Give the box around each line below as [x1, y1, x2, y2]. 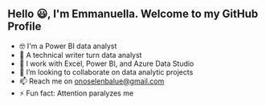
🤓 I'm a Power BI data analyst [18, 41, 117, 51]
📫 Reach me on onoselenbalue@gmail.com [18, 76, 165, 86]
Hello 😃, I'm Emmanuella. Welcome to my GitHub [7, 7, 259, 21]
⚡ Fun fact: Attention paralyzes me [18, 88, 134, 98]
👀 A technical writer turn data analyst [18, 50, 142, 59]
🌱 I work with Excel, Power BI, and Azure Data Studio [18, 59, 194, 68]
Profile [7, 20, 42, 34]
